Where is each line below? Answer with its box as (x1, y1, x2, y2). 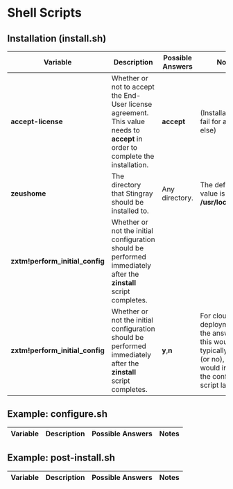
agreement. (111, 108, 149, 117)
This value (111, 117, 146, 126)
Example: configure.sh (7, 408, 107, 420)
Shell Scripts (7, 5, 82, 21)
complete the (111, 151, 155, 161)
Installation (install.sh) (7, 33, 107, 44)
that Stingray (111, 189, 154, 198)
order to (111, 143, 137, 152)
